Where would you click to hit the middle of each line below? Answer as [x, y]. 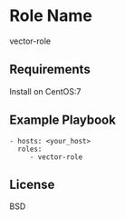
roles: [30, 149]
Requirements [50, 70]
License [32, 184]
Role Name [51, 16]
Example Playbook [62, 120]
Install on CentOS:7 [45, 91]
